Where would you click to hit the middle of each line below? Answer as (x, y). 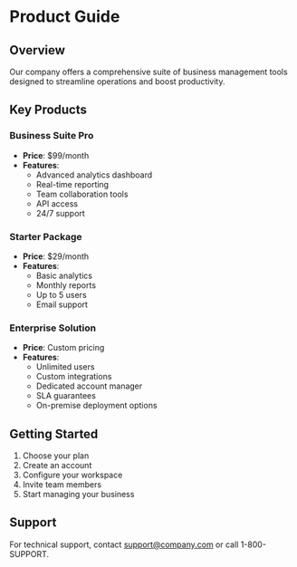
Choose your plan (56, 456)
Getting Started (54, 433)
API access (57, 203)
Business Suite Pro (52, 136)
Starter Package (46, 236)
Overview (38, 50)
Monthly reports (66, 285)
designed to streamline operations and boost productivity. (117, 82)
